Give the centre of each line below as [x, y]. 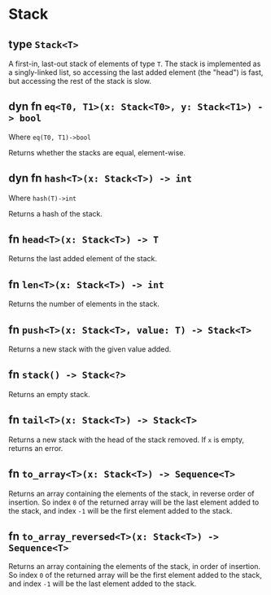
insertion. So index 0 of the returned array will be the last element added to [134, 502]
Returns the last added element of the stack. [83, 259]
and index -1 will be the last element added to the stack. [103, 584]
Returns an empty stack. [50, 394]
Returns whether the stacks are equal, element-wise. [97, 152]
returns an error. [36, 448]
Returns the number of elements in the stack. [84, 304]
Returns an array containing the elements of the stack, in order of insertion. [135, 567]
